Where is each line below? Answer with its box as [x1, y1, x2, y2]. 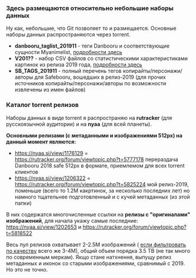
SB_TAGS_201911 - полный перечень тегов [14, 68, 122, 75]
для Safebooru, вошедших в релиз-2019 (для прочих [34, 73, 166, 81]
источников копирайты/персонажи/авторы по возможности [14, 80, 167, 87]
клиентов [14, 168, 38, 175]
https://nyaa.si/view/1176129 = [14, 149, 88, 156]
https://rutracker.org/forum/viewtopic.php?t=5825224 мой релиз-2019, [14, 180, 189, 187]
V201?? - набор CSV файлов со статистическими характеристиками [14, 55, 188, 62]
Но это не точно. [6, 266, 48, 273]
